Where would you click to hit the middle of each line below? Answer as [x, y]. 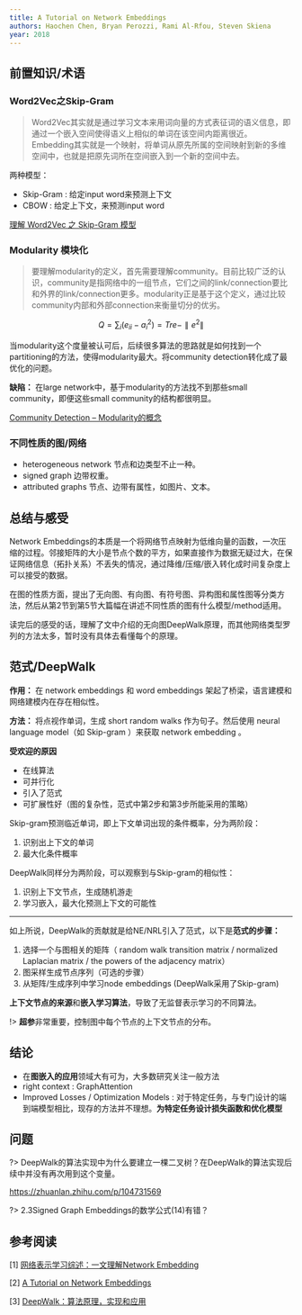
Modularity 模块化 [49, 250]
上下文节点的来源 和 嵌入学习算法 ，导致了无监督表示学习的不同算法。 [135, 1002]
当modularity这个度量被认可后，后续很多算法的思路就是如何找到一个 [136, 345]
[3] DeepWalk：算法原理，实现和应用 [78, 1301]
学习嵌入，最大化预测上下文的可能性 [89, 903]
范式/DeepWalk [53, 667]
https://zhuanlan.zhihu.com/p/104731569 [85, 1192]
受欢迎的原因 [33, 751]
